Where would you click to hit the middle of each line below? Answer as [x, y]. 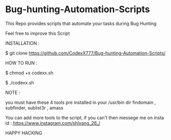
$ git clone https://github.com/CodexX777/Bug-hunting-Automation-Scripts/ [85, 53]
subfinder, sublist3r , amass [34, 107]
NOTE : [13, 92]
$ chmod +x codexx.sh [29, 73]
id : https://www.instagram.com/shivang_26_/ [53, 123]
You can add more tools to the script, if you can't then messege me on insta [85, 118]
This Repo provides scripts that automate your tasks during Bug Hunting [81, 23]
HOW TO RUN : [21, 63]
